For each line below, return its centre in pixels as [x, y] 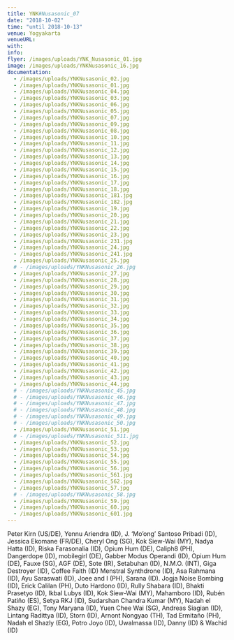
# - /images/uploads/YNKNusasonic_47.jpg [75, 403]
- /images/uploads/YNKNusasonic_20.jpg [72, 215]
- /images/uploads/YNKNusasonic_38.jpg [72, 345]
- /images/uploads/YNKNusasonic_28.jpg [72, 280]
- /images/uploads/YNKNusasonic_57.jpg [72, 488]
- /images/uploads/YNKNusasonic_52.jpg [72, 442]
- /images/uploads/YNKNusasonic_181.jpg [73, 196]
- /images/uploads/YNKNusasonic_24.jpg [72, 248]
